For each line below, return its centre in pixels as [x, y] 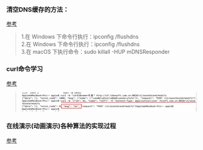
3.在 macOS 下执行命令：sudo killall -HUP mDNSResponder [95, 52]
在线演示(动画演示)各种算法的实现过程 [61, 126]
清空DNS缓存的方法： [38, 9]
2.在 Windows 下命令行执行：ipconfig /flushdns [80, 44]
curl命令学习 [25, 69]
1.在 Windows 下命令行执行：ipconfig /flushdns [80, 37]
